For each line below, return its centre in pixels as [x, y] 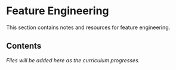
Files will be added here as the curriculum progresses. [73, 60]
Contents [24, 46]
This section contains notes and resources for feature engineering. [88, 27]
